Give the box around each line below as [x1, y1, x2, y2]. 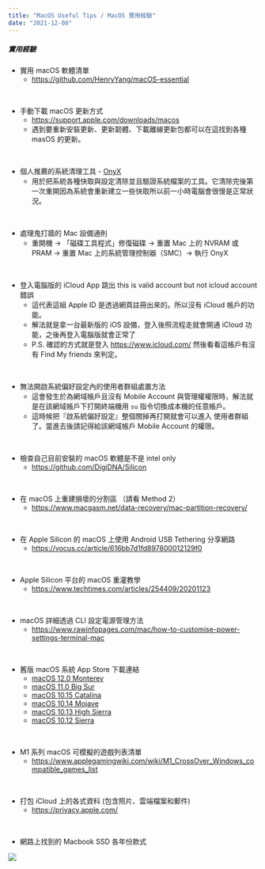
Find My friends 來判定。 [40, 350, 122, 359]
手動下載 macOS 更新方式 [19, 106, 104, 116]
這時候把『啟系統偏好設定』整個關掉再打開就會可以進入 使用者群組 [31, 412, 249, 421]
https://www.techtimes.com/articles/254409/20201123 [31, 584, 211, 594]
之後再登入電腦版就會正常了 [45, 330, 136, 340]
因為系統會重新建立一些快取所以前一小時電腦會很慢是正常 [59, 187, 247, 196]
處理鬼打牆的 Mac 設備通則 [19, 229, 108, 238]
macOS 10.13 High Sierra [31, 708, 112, 717]
